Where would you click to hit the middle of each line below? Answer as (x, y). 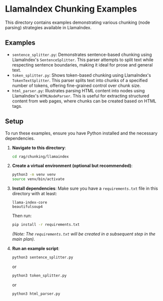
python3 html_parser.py (36, 294)
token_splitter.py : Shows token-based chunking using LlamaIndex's (81, 75)
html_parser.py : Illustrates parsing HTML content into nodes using (78, 90)
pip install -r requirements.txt (46, 225)
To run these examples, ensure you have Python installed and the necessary (81, 133)
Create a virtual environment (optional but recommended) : (72, 166)
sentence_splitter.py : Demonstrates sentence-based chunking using (82, 54)
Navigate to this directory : (39, 148)
